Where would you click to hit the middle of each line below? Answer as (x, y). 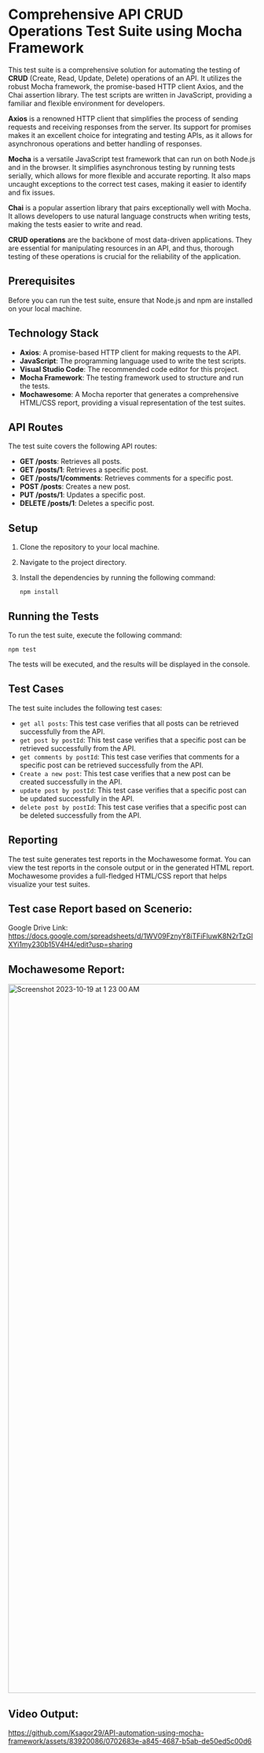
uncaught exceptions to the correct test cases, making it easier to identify (128, 184)
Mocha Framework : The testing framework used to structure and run (132, 377)
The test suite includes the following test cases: (85, 708)
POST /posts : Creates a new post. (75, 487)
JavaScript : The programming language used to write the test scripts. (132, 361)
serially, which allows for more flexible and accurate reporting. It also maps (130, 176)
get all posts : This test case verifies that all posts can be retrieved (129, 723)
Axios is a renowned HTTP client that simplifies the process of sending (123, 118)
